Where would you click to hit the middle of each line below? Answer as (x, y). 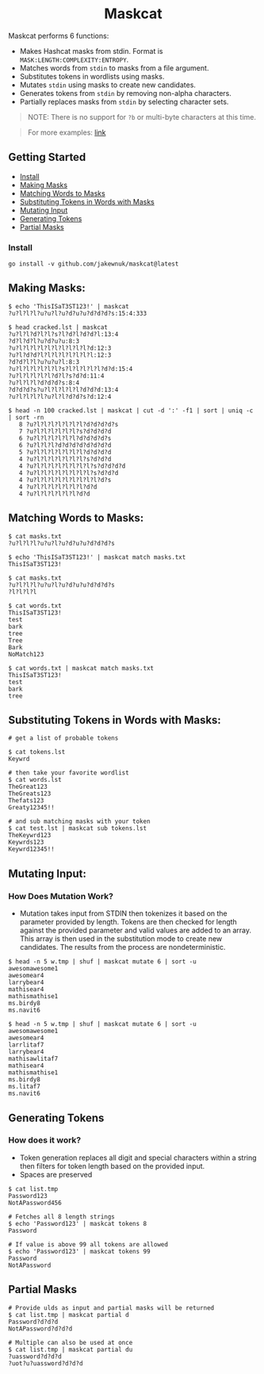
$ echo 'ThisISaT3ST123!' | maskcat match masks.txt (97, 557)
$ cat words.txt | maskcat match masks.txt (81, 668)
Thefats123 (26, 801)
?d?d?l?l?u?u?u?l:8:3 (44, 362)
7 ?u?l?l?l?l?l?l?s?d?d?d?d (65, 431)
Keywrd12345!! (32, 849)
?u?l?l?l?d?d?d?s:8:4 (44, 383)
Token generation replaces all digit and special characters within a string (138, 1158)
